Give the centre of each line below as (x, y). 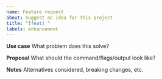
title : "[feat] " (28, 23)
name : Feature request (35, 12)
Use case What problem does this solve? (58, 46)
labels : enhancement (33, 29)
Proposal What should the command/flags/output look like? (81, 58)
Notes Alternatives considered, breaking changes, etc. (75, 70)
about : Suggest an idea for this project (60, 18)
